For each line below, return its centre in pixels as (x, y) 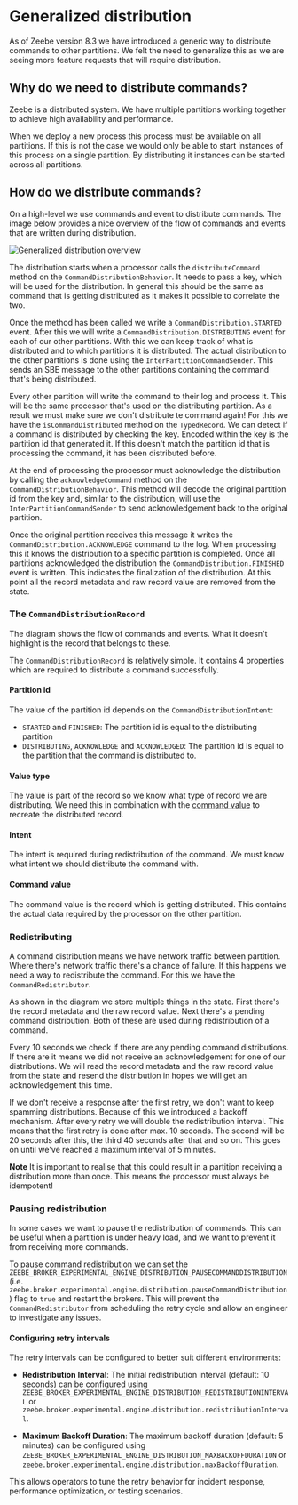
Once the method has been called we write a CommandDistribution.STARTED (145, 322)
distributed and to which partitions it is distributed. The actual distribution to (148, 350)
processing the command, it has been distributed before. (113, 453)
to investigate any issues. (55, 1317)
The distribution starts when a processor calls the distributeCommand (134, 267)
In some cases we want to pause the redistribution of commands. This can (145, 1228)
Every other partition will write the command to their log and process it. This (148, 396)
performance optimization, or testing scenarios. (96, 1491)
